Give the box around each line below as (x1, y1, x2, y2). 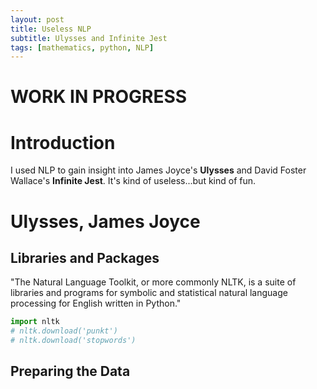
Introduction (10, 131, 116, 154)
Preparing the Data (10, 363, 131, 380)
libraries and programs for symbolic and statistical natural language (10, 287, 288, 299)
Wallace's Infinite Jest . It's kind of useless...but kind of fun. (10, 175, 257, 187)
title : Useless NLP (10, 24, 92, 34)
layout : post (10, 14, 65, 25)
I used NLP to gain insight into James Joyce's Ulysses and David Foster (10, 164, 307, 176)
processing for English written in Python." (10, 297, 182, 310)
